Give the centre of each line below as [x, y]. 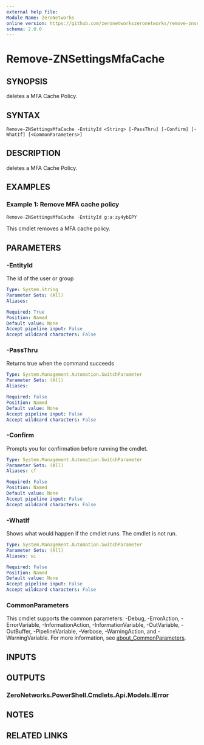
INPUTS [21, 657]
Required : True [25, 312]
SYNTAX [23, 115]
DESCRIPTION [33, 153]
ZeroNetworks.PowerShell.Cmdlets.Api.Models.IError [87, 695]
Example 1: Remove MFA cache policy [63, 205]
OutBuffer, [19, 632]
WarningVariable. [28, 638]
